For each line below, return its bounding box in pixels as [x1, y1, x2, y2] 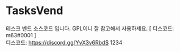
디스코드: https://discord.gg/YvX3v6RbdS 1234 [5, 39, 123, 46]
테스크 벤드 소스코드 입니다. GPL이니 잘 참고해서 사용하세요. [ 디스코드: [5, 24, 175, 32]
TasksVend [5, 4, 63, 18]
